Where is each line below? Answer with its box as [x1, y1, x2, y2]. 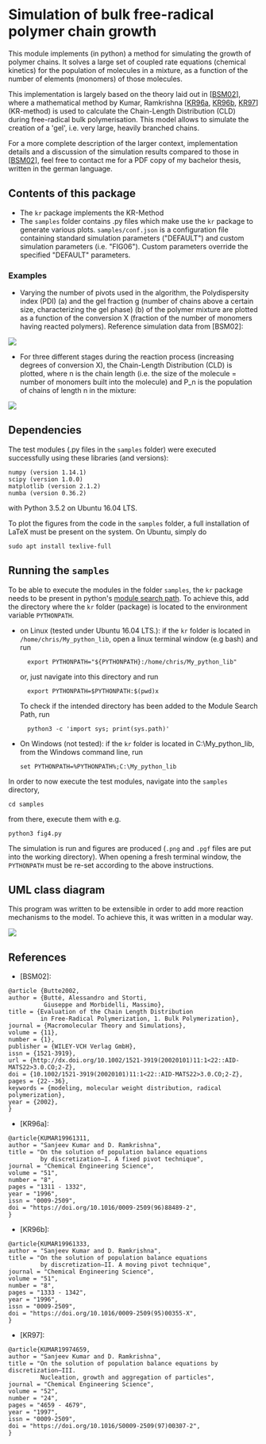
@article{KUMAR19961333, [8, 1240, 91, 1248]
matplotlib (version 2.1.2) [8, 482, 102, 490]
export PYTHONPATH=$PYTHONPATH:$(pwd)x [27, 687, 159, 695]
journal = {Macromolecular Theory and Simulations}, [8, 1022, 187, 1030]
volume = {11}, [8, 1029, 59, 1037]
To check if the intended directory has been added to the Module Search [19, 701, 258, 710]
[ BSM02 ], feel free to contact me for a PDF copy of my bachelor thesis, [8, 155, 241, 164]
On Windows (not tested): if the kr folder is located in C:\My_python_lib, [19, 738, 255, 748]
